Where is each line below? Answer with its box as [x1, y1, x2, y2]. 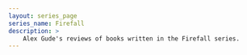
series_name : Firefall [8, 19, 85, 27]
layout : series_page [8, 11, 78, 20]
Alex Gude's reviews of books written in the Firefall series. [23, 34, 241, 43]
